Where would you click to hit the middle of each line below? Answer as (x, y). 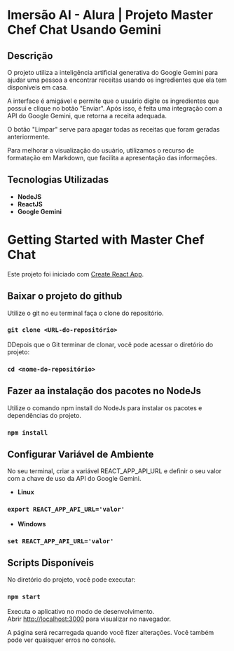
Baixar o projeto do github (65, 296)
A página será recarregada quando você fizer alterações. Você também (111, 632)
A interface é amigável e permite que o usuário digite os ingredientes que (113, 101)
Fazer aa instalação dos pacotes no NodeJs (104, 391)
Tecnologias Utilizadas (58, 180)
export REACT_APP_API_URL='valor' (66, 510)
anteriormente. (29, 137)
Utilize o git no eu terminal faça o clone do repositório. (85, 313)
